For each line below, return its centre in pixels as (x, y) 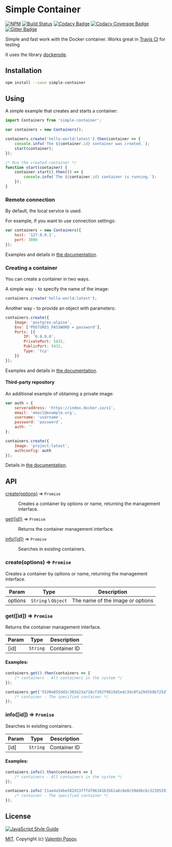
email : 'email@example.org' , (46, 412)
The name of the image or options (113, 600)
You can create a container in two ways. (48, 279)
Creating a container (31, 267)
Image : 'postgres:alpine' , (43, 322)
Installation (24, 71)
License (18, 816)
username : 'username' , (39, 418)
